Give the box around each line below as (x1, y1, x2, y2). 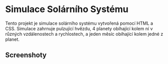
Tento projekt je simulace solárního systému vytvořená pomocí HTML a (5, 20, 153, 26)
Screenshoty (5, 51, 47, 59)
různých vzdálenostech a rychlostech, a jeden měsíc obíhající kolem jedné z (5, 31, 163, 37)
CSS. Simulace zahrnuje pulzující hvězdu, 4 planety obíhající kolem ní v (5, 25, 153, 31)
